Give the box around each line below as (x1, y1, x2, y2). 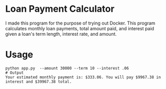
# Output (5, 70, 24, 75)
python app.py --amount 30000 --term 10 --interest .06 (5, 65, 129, 71)
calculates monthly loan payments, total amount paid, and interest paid (5, 25, 154, 31)
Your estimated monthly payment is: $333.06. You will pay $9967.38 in (5, 75, 161, 80)
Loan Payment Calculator (5, 3, 115, 15)
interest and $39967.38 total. (5, 79, 72, 84)
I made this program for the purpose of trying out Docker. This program (5, 20, 156, 26)
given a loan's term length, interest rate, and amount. (5, 31, 117, 37)
